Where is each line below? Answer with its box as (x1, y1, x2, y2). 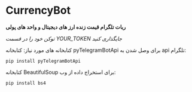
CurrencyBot (5, 4, 71, 17)
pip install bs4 (5, 80, 46, 86)
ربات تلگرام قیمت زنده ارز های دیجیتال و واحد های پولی (5, 23, 126, 30)
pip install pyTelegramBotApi (5, 58, 81, 64)
